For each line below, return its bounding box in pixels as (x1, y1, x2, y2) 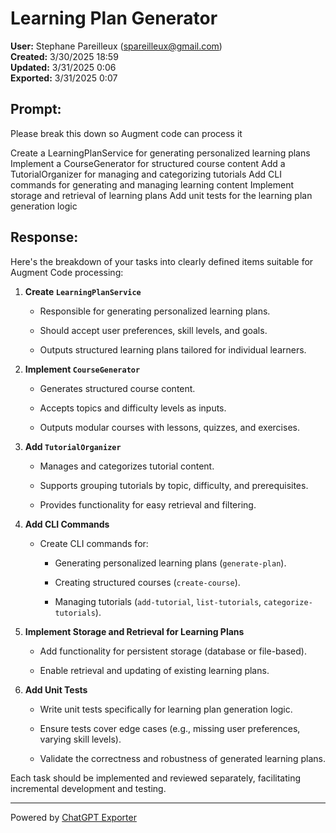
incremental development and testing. (10, 782, 167, 794)
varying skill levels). (39, 733, 122, 745)
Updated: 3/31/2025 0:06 (10, 61, 117, 73)
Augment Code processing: (10, 266, 124, 278)
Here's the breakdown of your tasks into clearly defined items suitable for (10, 255, 314, 267)
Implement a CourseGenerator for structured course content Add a (10, 157, 286, 169)
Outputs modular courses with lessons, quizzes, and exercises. (39, 421, 300, 433)
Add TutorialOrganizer (24, 440, 122, 452)
